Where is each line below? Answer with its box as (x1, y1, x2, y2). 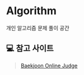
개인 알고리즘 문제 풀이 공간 (6, 24, 70, 31)
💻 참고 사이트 (6, 43, 54, 54)
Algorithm (6, 4, 57, 18)
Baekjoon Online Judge (20, 62, 78, 69)
